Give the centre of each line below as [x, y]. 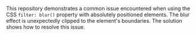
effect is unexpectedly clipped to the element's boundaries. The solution [94, 21]
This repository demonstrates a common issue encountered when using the [98, 8]
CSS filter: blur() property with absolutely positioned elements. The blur [98, 15]
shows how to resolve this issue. [46, 27]
